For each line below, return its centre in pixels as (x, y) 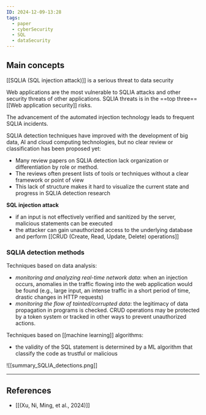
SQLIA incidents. (27, 123)
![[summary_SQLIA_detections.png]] (52, 365)
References (29, 390)
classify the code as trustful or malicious (66, 354)
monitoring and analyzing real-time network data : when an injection (101, 277)
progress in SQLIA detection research (63, 193)
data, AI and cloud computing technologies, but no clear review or (90, 142)
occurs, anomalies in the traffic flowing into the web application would (104, 284)
